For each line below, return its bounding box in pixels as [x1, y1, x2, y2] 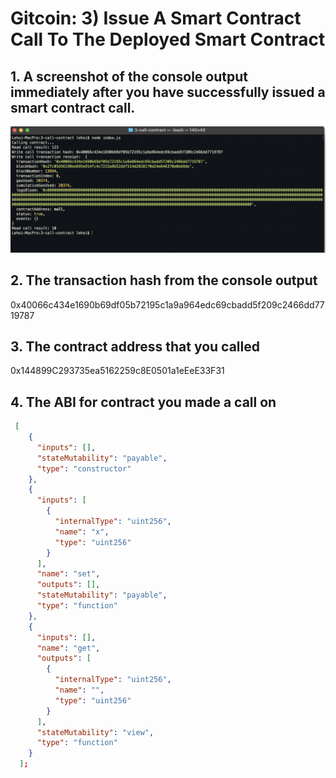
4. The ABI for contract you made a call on [10, 393, 277, 411]
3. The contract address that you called [10, 338, 260, 355]
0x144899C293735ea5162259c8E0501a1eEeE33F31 [10, 365, 225, 377]
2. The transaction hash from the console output [10, 272, 318, 289]
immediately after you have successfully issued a [10, 83, 326, 101]
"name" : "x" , [54, 527, 110, 537]
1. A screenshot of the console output [10, 68, 248, 85]
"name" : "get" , [36, 643, 101, 653]
